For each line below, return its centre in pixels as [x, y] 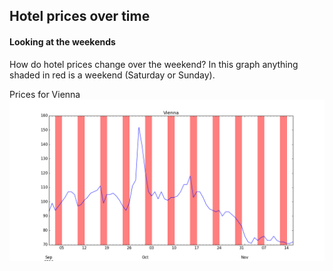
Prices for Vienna [45, 94]
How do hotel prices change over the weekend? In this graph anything [154, 64]
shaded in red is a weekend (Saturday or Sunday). [112, 75]
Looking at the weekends [62, 41]
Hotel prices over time [80, 16]
